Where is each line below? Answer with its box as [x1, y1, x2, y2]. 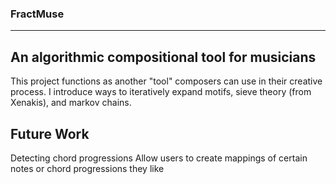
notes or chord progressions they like [10, 162, 165, 174]
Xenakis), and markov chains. [10, 97, 132, 109]
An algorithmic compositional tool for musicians [10, 48, 317, 66]
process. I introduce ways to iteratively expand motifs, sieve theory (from [10, 86, 312, 98]
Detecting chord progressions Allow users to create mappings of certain [10, 152, 308, 164]
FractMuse [10, 7, 65, 21]
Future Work [10, 125, 90, 142]
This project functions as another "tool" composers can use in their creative [10, 75, 323, 87]
